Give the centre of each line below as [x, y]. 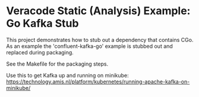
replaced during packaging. [40, 52]
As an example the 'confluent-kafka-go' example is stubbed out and [90, 46]
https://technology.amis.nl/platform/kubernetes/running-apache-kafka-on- [98, 82]
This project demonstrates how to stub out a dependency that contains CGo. [100, 40]
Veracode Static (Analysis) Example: [98, 11]
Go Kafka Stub [42, 23]
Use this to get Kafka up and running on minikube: [67, 75]
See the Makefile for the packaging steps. [57, 64]
